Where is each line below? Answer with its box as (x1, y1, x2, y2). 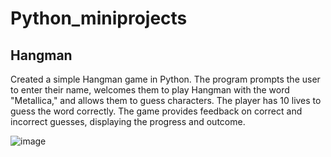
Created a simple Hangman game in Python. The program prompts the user (10, 73, 321, 85)
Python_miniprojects (10, 7, 188, 30)
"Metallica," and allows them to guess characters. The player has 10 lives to (10, 95, 322, 106)
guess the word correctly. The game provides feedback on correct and (10, 105, 303, 117)
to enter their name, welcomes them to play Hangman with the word (10, 84, 290, 96)
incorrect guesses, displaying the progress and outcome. (10, 116, 246, 127)
